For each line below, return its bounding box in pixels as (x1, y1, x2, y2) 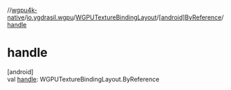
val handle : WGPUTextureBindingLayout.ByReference (7, 75, 160, 83)
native (7, 13, 25, 21)
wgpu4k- (11, 6, 38, 14)
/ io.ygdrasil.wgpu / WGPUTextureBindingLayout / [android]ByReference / (24, 13, 224, 21)
